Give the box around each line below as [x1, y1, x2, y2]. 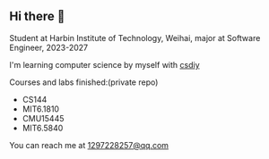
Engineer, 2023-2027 [9, 42, 88, 53]
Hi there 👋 [9, 9, 65, 24]
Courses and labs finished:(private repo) [9, 77, 159, 88]
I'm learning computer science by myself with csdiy [9, 59, 200, 70]
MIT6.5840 [22, 122, 64, 133]
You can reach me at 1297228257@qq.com [9, 139, 169, 150]
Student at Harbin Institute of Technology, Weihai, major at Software [9, 32, 261, 43]
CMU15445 [22, 113, 65, 123]
